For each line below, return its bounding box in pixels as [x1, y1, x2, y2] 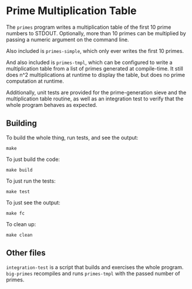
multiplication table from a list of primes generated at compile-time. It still [6, 65, 183, 72]
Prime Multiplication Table [6, 4, 137, 18]
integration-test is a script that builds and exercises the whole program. [6, 263, 184, 271]
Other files [6, 248, 46, 258]
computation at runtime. [6, 78, 65, 85]
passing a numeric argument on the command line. [6, 36, 129, 43]
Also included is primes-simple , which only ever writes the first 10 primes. [6, 47, 184, 54]
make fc [6, 210, 25, 216]
